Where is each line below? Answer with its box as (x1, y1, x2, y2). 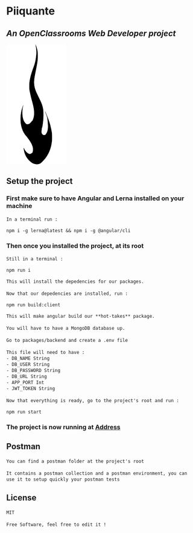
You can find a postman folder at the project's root (6, 458, 145, 464)
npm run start (6, 409, 42, 415)
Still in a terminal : (6, 256, 63, 262)
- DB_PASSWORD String (6, 367, 61, 373)
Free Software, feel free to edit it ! (6, 522, 107, 528)
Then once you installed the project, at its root (6, 241, 144, 250)
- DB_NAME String (6, 355, 50, 361)
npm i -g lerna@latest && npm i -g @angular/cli (6, 227, 131, 233)
